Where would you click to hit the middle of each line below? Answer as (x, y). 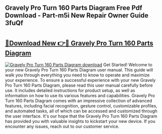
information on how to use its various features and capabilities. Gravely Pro (80, 96)
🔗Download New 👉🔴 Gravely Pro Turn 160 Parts (79, 43)
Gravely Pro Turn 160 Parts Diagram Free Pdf (74, 8)
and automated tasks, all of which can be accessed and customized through (81, 111)
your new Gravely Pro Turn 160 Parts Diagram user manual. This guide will (79, 70)
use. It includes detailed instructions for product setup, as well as (70, 90)
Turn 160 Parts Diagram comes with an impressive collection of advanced (79, 101)
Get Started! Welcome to (128, 65)
